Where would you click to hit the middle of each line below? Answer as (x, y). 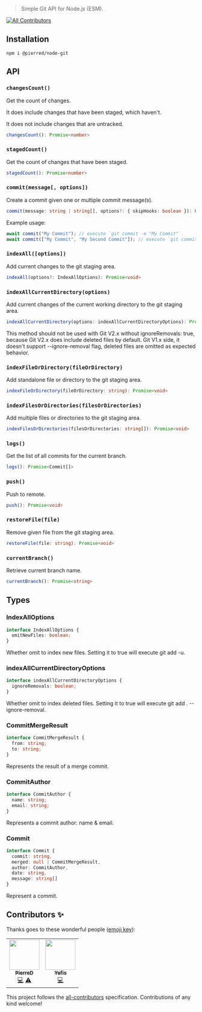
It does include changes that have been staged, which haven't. (84, 112)
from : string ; (29, 744)
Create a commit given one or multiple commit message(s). (80, 200)
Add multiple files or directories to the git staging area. (74, 418)
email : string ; (31, 805)
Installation (28, 39)
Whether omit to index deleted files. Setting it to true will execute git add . (97, 703)
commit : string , (32, 856)
